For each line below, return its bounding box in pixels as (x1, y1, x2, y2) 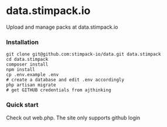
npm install (6, 67, 35, 73)
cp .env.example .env (6, 72, 59, 78)
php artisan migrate (6, 82, 57, 88)
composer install (6, 61, 49, 68)
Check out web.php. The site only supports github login (6, 114, 141, 121)
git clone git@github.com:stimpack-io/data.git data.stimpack (6, 52, 161, 57)
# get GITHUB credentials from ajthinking (6, 87, 111, 93)
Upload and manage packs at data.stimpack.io (6, 23, 118, 30)
